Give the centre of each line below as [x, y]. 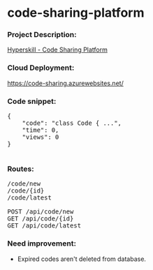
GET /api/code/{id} [41, 219]
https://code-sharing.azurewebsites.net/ [65, 83]
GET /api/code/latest [44, 226]
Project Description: [42, 35]
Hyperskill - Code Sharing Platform [58, 50]
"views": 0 [41, 137]
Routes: [21, 169]
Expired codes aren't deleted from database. [82, 259]
